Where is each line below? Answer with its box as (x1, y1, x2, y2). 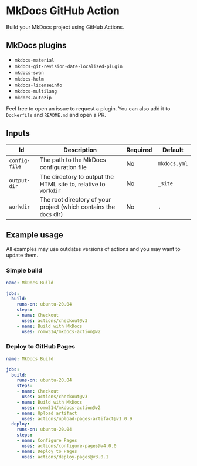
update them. (6, 252, 39, 259)
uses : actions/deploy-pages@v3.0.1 (21, 454, 109, 460)
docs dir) (39, 210, 63, 218)
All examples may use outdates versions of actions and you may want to (6, 246, 181, 253)
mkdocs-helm (14, 76, 44, 82)
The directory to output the (39, 172, 114, 180)
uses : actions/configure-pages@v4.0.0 (21, 442, 117, 449)
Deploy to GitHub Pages (6, 343, 75, 351)
